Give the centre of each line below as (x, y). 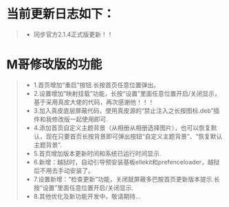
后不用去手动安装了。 (64, 170)
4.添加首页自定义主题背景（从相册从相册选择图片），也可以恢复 (122, 127)
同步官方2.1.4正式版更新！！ (73, 34)
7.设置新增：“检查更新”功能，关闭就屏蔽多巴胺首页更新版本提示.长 (127, 179)
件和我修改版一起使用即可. (70, 119)
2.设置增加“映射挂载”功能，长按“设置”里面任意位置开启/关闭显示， (127, 93)
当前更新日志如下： (61, 14)
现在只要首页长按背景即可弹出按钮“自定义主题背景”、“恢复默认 (134, 136)
